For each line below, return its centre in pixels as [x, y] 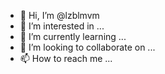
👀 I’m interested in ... [62, 26]
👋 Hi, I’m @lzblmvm [59, 15]
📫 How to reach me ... [66, 58]
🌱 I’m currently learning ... [73, 36]
